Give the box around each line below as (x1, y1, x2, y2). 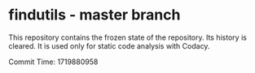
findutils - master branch (8, 6, 181, 24)
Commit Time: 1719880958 (8, 57, 99, 67)
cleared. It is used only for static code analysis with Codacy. (8, 41, 210, 50)
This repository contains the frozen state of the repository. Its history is (8, 32, 247, 42)
